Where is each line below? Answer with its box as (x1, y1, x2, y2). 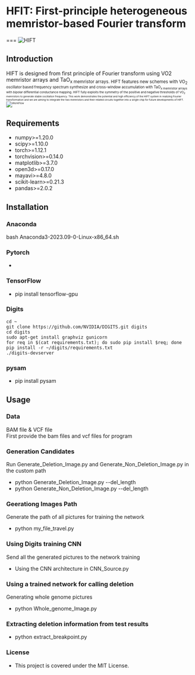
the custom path (6, 467, 46, 475)
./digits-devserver (6, 350, 55, 356)
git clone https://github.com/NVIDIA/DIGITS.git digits (6, 324, 147, 330)
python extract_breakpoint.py (14, 633, 87, 640)
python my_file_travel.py (14, 525, 74, 532)
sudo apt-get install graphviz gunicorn (6, 334, 108, 340)
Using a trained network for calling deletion (6, 580, 134, 588)
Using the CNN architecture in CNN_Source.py (14, 565, 129, 572)
